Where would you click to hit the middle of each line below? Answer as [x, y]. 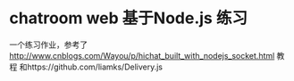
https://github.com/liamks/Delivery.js [95, 67]
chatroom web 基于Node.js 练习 [129, 18]
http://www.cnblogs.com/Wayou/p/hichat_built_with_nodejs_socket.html [142, 55]
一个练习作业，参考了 [48, 45]
